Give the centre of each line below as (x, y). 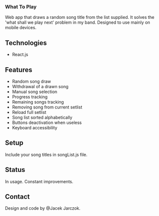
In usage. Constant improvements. (39, 181)
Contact (17, 196)
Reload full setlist (29, 112)
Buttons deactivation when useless (47, 123)
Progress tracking (30, 97)
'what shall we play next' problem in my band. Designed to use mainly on (78, 22)
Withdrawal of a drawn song (40, 86)
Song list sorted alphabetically (42, 117)
